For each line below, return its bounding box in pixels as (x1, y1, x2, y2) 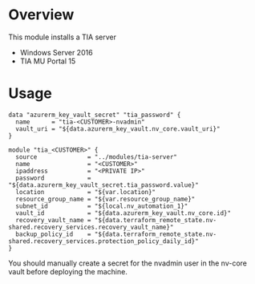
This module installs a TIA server (8, 32, 116, 42)
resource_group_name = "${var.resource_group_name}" (15, 195, 196, 203)
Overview (8, 6, 75, 24)
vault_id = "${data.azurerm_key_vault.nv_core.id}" (15, 209, 231, 217)
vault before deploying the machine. (8, 266, 128, 276)
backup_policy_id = (15, 230, 91, 238)
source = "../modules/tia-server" (15, 152, 178, 161)
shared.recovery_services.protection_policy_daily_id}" (8, 237, 199, 245)
